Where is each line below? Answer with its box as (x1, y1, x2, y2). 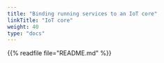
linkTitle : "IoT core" (7, 17, 73, 24)
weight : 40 (7, 23, 39, 30)
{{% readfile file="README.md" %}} (7, 49, 112, 57)
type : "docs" (7, 29, 45, 37)
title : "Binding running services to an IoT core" (7, 10, 158, 17)
